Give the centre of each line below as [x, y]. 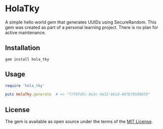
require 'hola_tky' [25, 86]
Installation [23, 48]
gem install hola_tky [27, 59]
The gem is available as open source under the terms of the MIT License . [79, 122]
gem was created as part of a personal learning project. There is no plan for [82, 27]
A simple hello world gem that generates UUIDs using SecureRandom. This [81, 22]
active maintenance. [26, 32]
